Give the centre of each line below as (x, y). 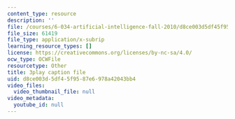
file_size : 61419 (33, 33)
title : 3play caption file (47, 72)
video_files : (26, 85)
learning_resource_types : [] (50, 46)
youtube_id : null (39, 105)
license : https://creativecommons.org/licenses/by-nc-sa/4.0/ (100, 53)
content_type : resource (42, 14)
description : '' (31, 20)
